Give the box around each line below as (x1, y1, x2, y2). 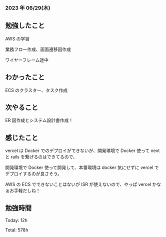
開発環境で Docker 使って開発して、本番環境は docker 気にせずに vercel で (5, 164, 159, 170)
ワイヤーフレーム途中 (5, 56, 49, 63)
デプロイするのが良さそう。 (5, 171, 62, 177)
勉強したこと (5, 21, 45, 30)
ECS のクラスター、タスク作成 (5, 87, 68, 93)
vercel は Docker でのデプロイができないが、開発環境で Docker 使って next (5, 147, 160, 153)
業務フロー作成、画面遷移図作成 (5, 46, 71, 52)
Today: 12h (5, 217, 27, 223)
